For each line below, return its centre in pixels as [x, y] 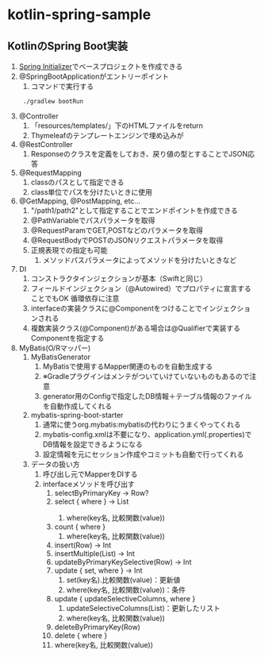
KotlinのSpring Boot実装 [68, 46]
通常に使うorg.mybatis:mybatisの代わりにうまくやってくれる [142, 424]
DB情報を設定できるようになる [93, 444]
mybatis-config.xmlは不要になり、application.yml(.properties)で [147, 434]
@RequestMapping [50, 173]
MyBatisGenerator [60, 357]
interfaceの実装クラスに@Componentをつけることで [117, 308]
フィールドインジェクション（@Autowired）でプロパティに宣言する [141, 288]
